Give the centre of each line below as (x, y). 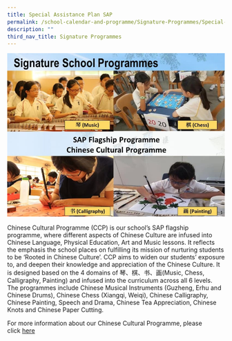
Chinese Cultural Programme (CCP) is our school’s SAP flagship (98, 228)
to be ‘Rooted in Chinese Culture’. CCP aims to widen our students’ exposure (116, 257)
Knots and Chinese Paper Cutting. (55, 310)
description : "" (30, 29)
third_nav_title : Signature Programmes (65, 37)
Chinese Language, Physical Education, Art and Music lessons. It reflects (111, 243)
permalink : (23, 22)
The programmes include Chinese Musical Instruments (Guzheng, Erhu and (114, 288)
